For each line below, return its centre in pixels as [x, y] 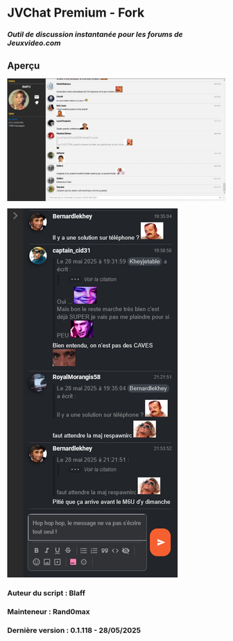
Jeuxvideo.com [34, 43]
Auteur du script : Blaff [46, 592]
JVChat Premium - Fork [76, 13]
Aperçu [24, 65]
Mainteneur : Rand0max [49, 611]
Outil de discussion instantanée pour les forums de [95, 35]
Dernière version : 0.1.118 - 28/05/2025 [74, 630]
